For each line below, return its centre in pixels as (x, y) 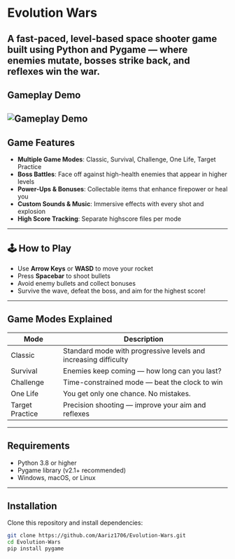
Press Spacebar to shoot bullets (64, 276)
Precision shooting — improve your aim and (134, 405)
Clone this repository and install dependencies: (75, 523)
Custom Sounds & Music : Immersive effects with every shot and (111, 204)
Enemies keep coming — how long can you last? (142, 370)
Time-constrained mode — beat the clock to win (143, 382)
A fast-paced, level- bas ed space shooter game (112, 39)
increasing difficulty (95, 359)
